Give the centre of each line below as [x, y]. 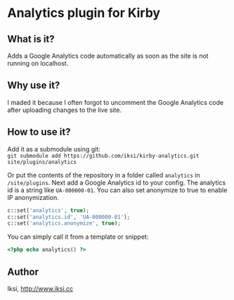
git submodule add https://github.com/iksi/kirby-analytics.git [103, 156]
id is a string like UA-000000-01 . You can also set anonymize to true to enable [117, 190]
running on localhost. [38, 63]
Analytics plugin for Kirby [84, 13]
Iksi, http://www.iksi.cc [40, 288]
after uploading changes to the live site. [64, 110]
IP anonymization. [33, 197]
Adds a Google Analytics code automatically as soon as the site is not [108, 56]
